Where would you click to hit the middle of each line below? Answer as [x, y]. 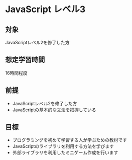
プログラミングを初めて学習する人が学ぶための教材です [70, 140]
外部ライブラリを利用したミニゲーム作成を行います [65, 152]
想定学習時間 [25, 60]
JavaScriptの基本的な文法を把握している [54, 110]
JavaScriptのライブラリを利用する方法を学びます [63, 146]
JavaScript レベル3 [45, 9]
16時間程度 [16, 73]
